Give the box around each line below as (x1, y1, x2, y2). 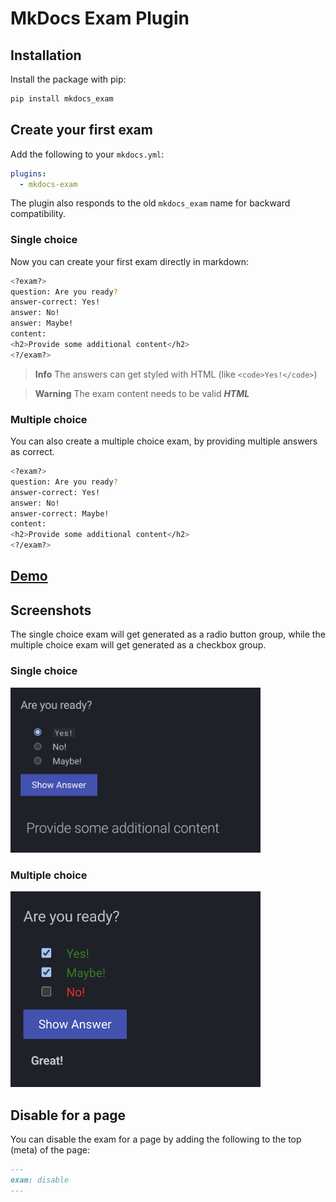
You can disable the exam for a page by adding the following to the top (10, 1133, 302, 1146)
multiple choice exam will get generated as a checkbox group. (10, 639, 267, 651)
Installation (10, 47, 82, 64)
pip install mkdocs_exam (10, 94, 114, 104)
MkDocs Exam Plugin (10, 7, 190, 30)
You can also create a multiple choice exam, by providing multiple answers (10, 435, 318, 447)
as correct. (10, 446, 55, 458)
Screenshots (10, 602, 92, 619)
